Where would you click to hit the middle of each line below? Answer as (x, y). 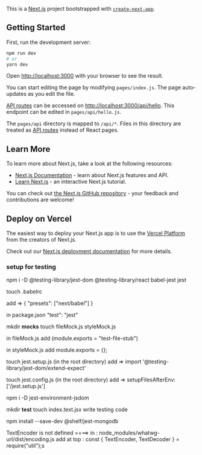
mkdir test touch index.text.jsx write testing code (67, 410)
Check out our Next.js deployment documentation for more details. (89, 251)
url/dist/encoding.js (30, 439)
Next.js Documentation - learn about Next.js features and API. (92, 175)
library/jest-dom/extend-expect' (46, 368)
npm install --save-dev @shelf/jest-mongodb (62, 421)
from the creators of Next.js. (41, 240)
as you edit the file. (52, 94)
